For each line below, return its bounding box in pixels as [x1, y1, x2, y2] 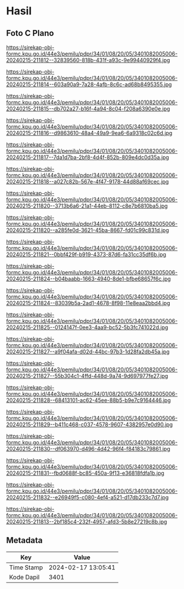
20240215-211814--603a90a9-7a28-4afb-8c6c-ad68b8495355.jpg [6, 81, 172, 88]
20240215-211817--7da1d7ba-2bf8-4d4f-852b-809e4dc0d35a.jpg [6, 154, 170, 161]
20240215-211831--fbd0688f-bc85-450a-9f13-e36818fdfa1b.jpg [6, 469, 165, 477]
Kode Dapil [9, 573, 40, 581]
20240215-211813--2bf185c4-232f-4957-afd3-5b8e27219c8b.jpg [6, 518, 167, 525]
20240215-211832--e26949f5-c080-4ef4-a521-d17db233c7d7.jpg [6, 494, 169, 501]
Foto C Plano [6, 28, 54, 38]
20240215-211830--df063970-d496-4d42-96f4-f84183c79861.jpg [6, 445, 171, 452]
